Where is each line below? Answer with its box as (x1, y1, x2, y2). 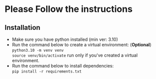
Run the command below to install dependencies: (11, 63, 114, 69)
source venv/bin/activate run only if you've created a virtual (11, 52, 138, 58)
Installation (4, 23, 40, 32)
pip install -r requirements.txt (11, 69, 82, 74)
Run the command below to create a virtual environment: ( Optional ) (11, 42, 152, 48)
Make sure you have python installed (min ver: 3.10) (11, 36, 118, 42)
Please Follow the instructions (4, 3, 133, 15)
